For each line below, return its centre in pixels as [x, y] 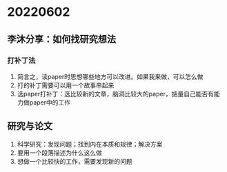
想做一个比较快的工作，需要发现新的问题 [75, 161]
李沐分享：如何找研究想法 [61, 39]
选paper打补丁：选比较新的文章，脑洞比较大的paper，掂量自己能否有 [115, 94]
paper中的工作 [50, 102]
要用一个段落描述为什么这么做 [59, 153]
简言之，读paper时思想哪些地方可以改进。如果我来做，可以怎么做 [110, 76]
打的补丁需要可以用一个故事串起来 [66, 85]
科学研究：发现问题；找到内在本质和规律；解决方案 [90, 144]
